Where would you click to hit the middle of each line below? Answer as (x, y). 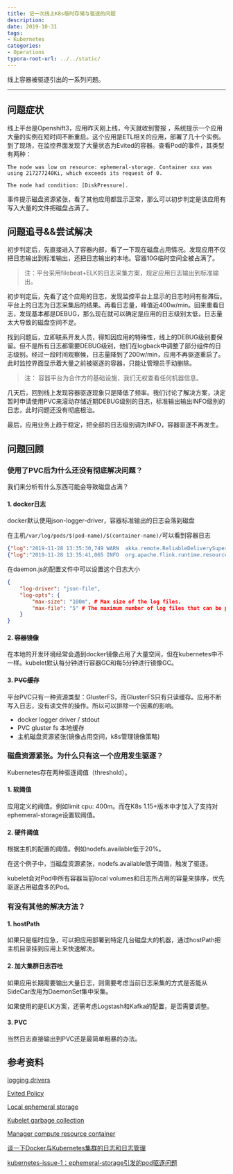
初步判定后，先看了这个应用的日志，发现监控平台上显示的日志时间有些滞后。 (116, 296)
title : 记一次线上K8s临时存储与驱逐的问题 (61, 14)
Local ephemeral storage (43, 1107)
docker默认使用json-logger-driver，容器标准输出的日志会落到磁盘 (101, 520)
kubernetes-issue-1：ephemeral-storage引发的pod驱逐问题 (93, 1162)
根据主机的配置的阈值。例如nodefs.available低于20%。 (86, 849)
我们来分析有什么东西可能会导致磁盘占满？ (68, 487)
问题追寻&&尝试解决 (50, 231)
